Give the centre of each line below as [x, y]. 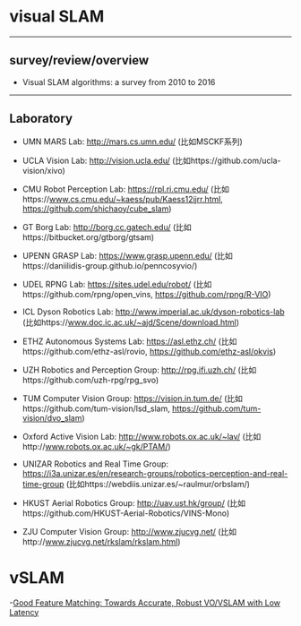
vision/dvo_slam [52, 417]
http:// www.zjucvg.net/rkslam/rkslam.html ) [101, 541]
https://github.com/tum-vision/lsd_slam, [96, 408]
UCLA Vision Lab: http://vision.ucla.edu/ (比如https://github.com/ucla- [151, 160]
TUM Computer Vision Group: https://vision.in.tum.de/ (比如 [133, 398]
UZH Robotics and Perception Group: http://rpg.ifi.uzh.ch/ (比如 [139, 370]
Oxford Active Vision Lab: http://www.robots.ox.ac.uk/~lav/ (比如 [142, 436]
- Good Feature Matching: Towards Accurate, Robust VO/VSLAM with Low [145, 603]
